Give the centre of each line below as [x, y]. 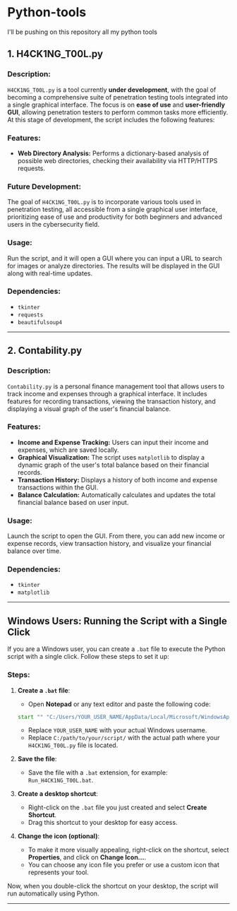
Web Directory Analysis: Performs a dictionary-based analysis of [113, 153]
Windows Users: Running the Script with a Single [117, 621]
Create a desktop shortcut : [58, 794]
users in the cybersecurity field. [54, 225]
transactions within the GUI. [58, 487]
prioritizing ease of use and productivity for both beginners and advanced [115, 217]
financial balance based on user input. [73, 502]
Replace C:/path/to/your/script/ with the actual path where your [124, 738]
